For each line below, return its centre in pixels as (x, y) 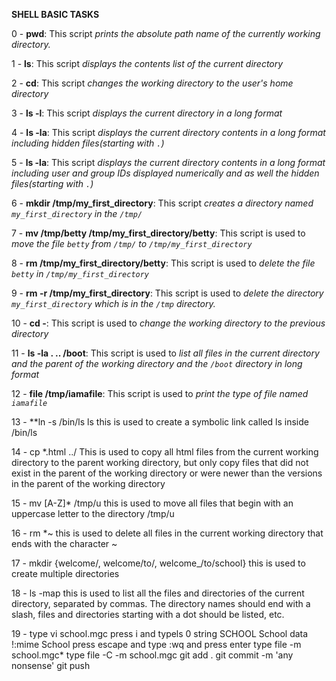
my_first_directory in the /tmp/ (77, 213)
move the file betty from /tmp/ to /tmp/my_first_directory (132, 243)
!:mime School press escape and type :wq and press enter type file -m (156, 644)
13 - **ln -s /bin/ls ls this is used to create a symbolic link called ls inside (160, 422)
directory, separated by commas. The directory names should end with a (161, 603)
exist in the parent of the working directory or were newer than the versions (167, 473)
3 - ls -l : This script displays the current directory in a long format (147, 113)
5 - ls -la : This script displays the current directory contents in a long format (168, 162)
